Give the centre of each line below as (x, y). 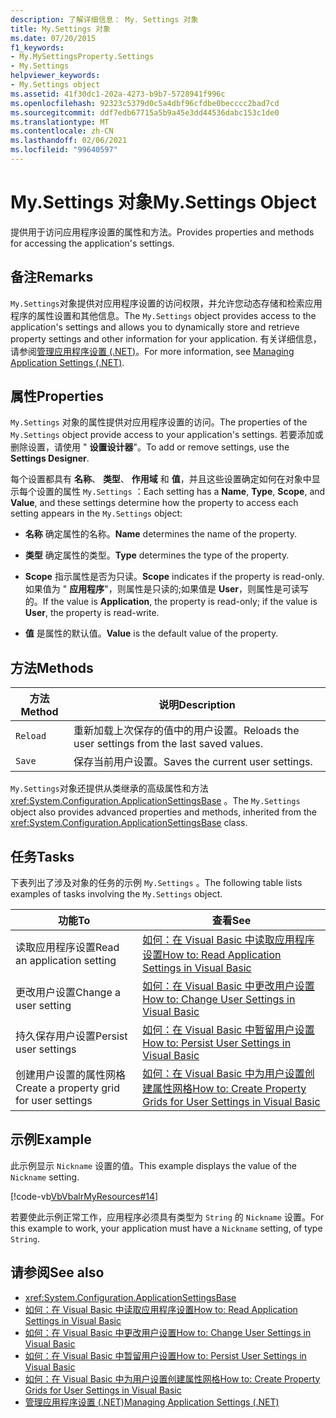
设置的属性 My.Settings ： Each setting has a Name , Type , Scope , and (181, 492)
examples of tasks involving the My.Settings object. (116, 894)
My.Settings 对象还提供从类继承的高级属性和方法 (109, 788)
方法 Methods (52, 667)
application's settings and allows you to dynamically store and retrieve (155, 327)
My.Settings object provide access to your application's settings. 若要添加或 (167, 435)
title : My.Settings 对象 (60, 29)
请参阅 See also (57, 1272)
